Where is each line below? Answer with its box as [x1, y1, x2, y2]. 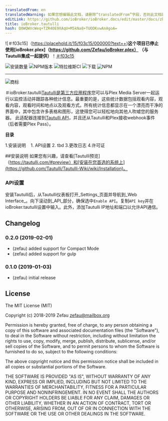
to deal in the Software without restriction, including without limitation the [5, 333, 156, 339]
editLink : [5, 17, 26, 22]
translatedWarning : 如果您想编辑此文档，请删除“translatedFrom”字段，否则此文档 [5, 12, 162, 17]
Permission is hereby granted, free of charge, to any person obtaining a [5, 322, 152, 328]
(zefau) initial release [12, 274, 56, 281]
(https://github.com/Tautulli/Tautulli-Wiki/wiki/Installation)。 [5, 166, 128, 172]
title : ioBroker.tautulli [5, 21, 59, 27]
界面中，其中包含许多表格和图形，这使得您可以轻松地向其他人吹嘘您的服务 [5, 108, 158, 114]
